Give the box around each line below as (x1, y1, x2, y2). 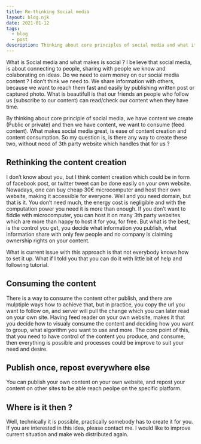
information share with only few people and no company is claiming (6, 230, 173, 238)
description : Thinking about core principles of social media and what (6, 42, 188, 48)
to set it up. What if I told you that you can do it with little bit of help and (6, 255, 182, 262)
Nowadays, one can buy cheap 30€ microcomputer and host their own (6, 186, 181, 193)
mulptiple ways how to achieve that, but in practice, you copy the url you (6, 300, 185, 308)
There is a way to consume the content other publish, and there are (6, 294, 172, 302)
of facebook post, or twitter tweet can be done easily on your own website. (6, 180, 191, 187)
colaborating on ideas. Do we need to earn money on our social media (6, 71, 179, 78)
